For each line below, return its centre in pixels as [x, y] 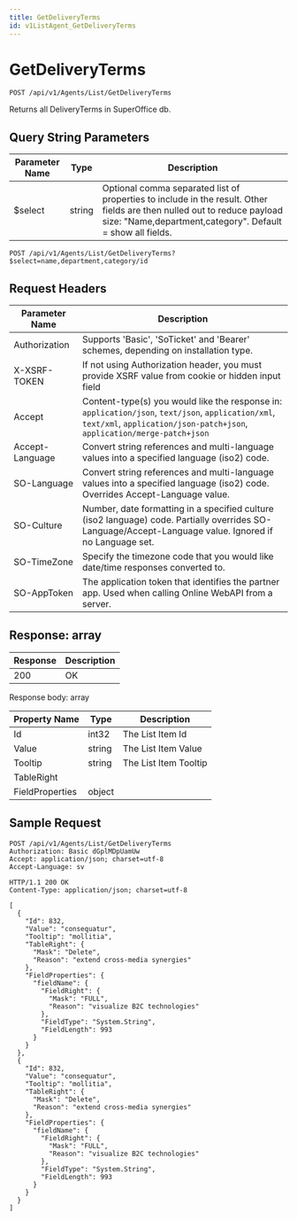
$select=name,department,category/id [79, 261]
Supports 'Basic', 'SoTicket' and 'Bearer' [166, 339]
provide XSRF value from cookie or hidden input [182, 376]
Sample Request [55, 824]
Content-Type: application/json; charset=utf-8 [99, 890]
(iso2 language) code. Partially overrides [167, 520]
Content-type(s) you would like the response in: [183, 401]
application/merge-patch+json [146, 434]
